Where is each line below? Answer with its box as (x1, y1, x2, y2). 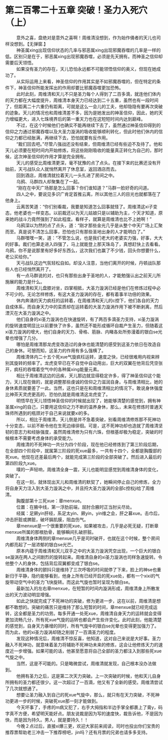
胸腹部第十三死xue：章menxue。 (16, 498, 84, 504)
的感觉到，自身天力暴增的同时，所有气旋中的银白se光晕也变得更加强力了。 (5, 623, 159, 629)
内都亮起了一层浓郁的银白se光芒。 (5, 541, 76, 547)
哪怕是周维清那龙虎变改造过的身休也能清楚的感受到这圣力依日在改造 (16, 341, 156, 347)
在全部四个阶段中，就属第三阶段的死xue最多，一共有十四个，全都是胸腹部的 (5, 448, 162, 454)
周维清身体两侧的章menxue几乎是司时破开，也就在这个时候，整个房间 (16, 535, 160, 541)
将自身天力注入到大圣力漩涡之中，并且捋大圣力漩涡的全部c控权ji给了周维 (5, 485, 154, 491)
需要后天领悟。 (5, 60, 36, 66)
